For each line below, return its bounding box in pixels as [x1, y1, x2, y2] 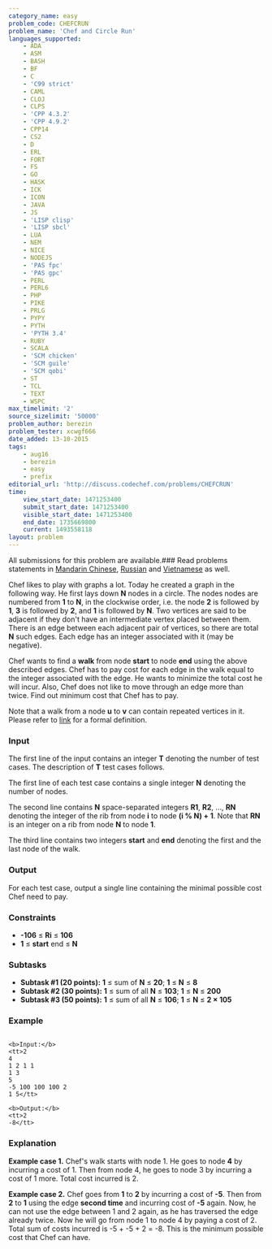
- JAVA [23, 201, 45, 209]
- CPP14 [23, 125, 49, 133]
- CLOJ [23, 95, 45, 103]
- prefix [23, 473, 53, 481]
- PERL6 [23, 284, 49, 293]
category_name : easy [8, 11, 79, 20]
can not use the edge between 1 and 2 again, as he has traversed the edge [8, 1206, 258, 1216]
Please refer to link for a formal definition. [8, 715, 148, 724]
